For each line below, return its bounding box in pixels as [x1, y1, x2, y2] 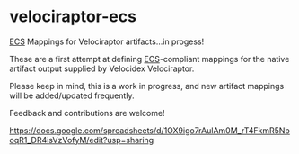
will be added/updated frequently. [9, 90, 135, 101]
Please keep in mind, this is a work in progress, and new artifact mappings [9, 80, 285, 91]
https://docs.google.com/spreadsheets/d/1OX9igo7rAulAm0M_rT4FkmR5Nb [9, 124, 290, 136]
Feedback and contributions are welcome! [9, 107, 165, 118]
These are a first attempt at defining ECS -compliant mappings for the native [9, 53, 290, 64]
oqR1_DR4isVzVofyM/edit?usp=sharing [9, 134, 154, 145]
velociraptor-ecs [9, 6, 137, 27]
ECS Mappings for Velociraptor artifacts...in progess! [9, 36, 205, 47]
